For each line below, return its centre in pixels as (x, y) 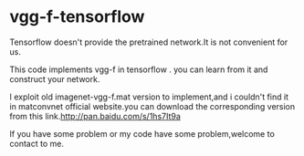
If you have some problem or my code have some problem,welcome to (142, 133)
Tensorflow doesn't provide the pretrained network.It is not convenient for (149, 42)
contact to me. (37, 143)
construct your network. (55, 78)
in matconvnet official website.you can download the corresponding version (152, 106)
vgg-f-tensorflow (77, 17)
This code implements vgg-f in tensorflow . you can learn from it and (139, 69)
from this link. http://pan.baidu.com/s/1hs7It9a (95, 116)
